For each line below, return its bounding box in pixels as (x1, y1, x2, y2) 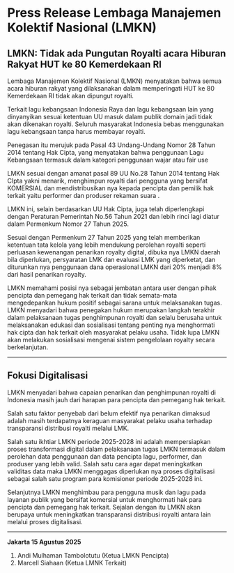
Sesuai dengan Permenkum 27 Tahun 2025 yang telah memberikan (7, 234, 201, 241)
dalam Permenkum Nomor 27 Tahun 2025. (7, 220, 129, 228)
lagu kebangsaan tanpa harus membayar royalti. (7, 128, 146, 135)
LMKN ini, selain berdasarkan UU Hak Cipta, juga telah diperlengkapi (7, 205, 205, 213)
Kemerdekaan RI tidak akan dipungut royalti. (7, 92, 134, 100)
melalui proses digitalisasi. (7, 517, 83, 526)
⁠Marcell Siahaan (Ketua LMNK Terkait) (17, 558, 127, 567)
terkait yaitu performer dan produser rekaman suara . (7, 192, 160, 199)
